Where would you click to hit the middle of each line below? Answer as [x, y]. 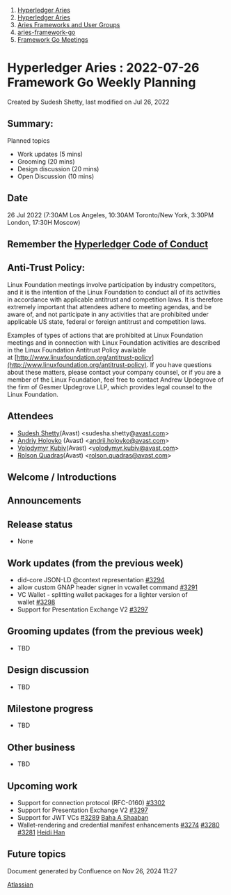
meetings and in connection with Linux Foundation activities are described [114, 342]
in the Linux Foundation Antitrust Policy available [77, 350]
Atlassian [20, 885]
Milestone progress [50, 709]
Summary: [30, 124]
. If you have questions [179, 364]
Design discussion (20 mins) [58, 169]
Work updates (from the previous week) [95, 563]
